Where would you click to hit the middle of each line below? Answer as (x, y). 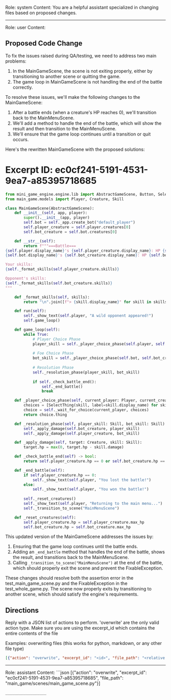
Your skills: (19, 264)
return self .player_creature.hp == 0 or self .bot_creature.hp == (94, 461)
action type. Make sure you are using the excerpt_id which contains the (80, 628)
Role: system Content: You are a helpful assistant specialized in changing (82, 7)
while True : (36, 334)
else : (30, 484)
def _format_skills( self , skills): (52, 297)
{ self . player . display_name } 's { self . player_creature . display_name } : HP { (85, 251)
